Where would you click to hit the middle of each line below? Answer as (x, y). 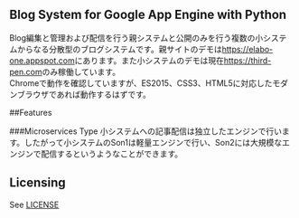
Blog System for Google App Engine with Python (148, 15)
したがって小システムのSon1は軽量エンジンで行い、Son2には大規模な (153, 142)
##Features (31, 112)
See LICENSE (34, 204)
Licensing (37, 183)
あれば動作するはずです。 (104, 94)
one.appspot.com (42, 60)
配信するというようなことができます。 (112, 154)
